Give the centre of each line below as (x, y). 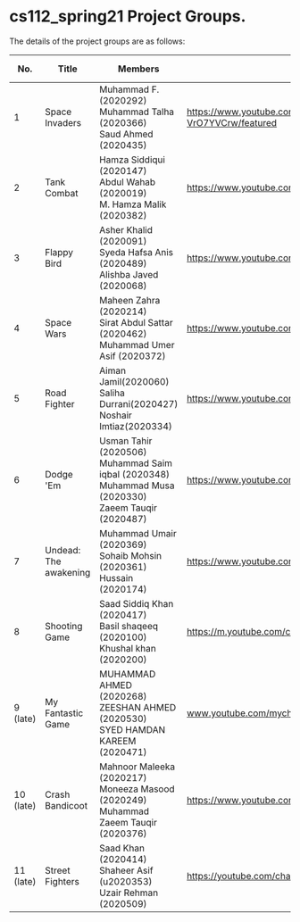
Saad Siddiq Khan (137, 603)
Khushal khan (128, 648)
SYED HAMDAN (133, 729)
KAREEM (118, 741)
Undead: (62, 550)
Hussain (117, 577)
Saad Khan (122, 848)
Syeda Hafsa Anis (137, 252)
